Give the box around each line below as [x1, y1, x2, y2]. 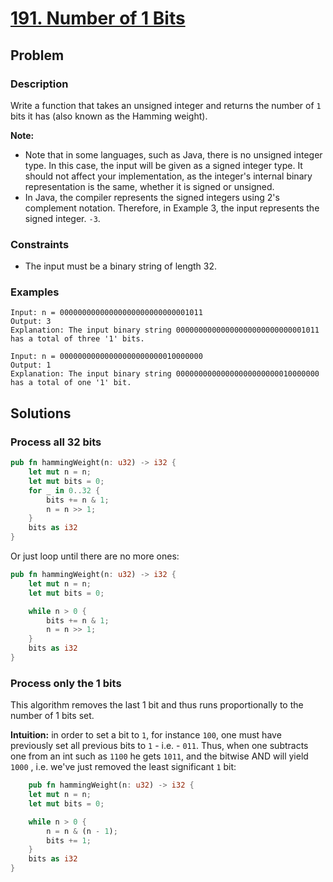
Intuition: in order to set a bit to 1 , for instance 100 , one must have [10, 729, 282, 741]
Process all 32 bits [10, 435, 102, 449]
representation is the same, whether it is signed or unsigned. [24, 180, 275, 192]
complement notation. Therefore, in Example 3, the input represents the [24, 202, 320, 214]
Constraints [10, 237, 70, 251]
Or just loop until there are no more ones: [10, 550, 180, 562]
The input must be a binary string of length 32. [24, 260, 218, 272]
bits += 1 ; [46, 835, 92, 846]
